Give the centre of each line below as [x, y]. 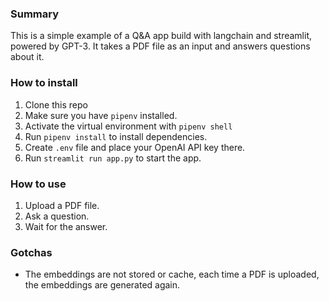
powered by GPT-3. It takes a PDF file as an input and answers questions [160, 46]
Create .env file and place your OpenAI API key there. [135, 147]
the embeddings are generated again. [102, 285]
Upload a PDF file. [62, 205]
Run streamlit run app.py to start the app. [113, 158]
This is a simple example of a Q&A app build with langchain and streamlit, [161, 36]
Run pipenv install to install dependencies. [116, 136]
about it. [27, 57]
